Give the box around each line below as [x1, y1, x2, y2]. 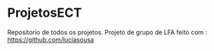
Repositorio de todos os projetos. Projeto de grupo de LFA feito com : [7, 28, 208, 36]
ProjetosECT [7, 5, 82, 21]
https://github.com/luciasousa [7, 35, 95, 43]
